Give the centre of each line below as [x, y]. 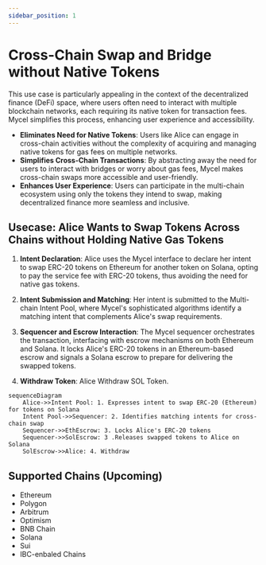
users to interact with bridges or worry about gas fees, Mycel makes [131, 169]
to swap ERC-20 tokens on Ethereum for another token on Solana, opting [139, 267]
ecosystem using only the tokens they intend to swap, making [121, 194]
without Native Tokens [84, 72]
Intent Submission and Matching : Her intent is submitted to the [124, 300]
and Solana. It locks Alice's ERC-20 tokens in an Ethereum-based [127, 349]
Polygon [33, 504]
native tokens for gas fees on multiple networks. [98, 151]
